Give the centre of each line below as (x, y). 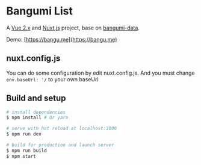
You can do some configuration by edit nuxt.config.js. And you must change (100, 73)
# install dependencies (36, 112)
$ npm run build (26, 151)
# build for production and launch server (60, 145)
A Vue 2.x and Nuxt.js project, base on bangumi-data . (73, 28)
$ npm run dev (24, 134)
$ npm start (21, 156)
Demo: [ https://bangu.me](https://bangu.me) (62, 39)
